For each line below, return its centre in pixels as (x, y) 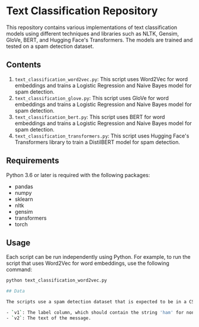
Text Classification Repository (82, 11)
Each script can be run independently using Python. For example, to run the (98, 257)
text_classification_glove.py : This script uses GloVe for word (92, 98)
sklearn (24, 199)
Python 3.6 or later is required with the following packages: (78, 175)
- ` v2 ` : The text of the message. (49, 318)
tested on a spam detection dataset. (50, 46)
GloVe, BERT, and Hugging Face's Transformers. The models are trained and (99, 40)
